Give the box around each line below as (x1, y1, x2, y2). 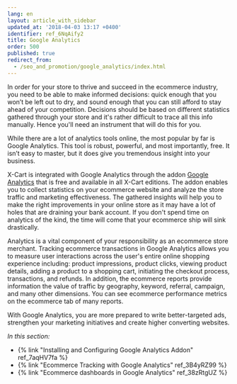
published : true (7, 50, 55, 57)
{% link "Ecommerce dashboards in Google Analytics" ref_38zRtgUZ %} (17, 368, 228, 376)
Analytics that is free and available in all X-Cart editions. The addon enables (7, 178, 229, 186)
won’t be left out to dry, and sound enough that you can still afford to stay (7, 97, 221, 106)
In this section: (7, 332, 50, 340)
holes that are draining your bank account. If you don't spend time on (7, 208, 209, 216)
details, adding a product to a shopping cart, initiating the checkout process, (7, 266, 230, 275)
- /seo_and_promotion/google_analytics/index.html (13, 63, 166, 70)
